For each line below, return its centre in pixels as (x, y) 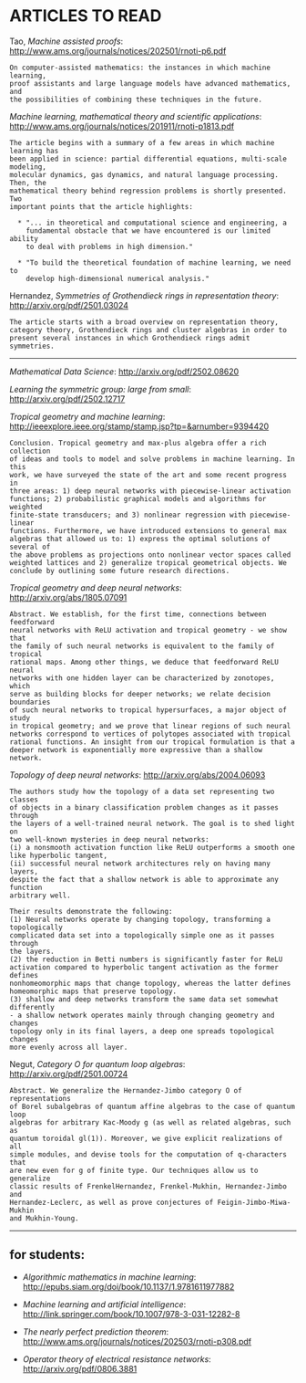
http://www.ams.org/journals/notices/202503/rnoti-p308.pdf (137, 1341)
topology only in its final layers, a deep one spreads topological (142, 1031)
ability (24, 238)
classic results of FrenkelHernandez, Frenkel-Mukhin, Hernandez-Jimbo (148, 1186)
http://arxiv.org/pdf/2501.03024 (69, 305)
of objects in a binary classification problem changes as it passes (144, 807)
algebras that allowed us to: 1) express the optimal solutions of (140, 539)
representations (40, 1098)
